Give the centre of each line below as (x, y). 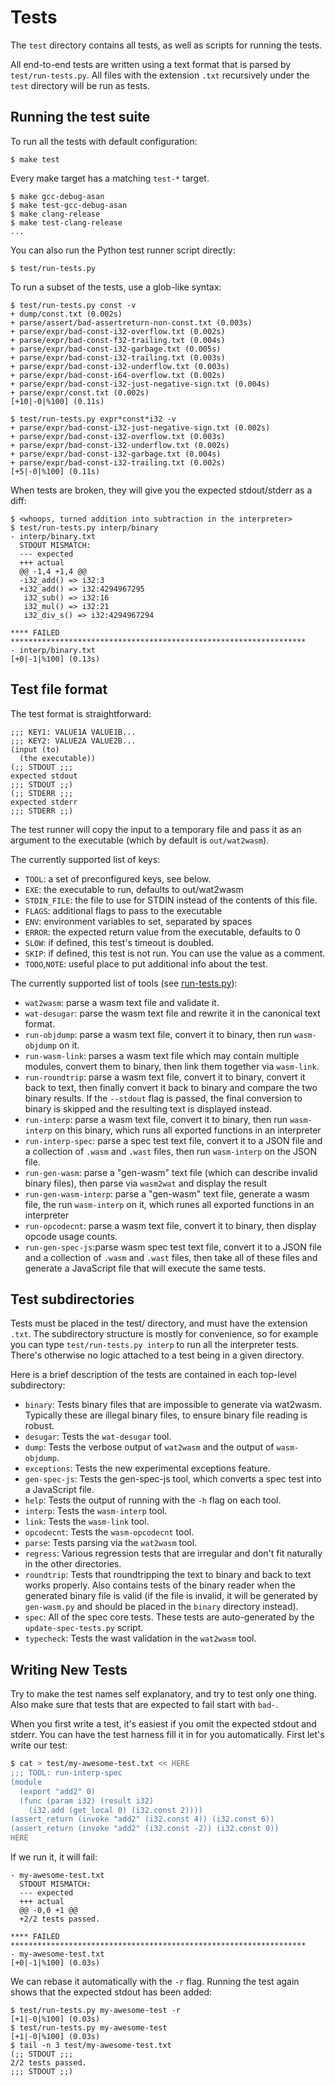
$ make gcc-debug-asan (57, 196)
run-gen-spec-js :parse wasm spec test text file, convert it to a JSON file (173, 1247)
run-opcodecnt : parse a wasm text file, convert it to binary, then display (170, 1225)
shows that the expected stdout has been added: (111, 1992)
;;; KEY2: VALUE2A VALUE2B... (73, 741)
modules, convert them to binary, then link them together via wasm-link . (172, 1066)
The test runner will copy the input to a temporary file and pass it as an (156, 829)
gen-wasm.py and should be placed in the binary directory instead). (161, 1607)
